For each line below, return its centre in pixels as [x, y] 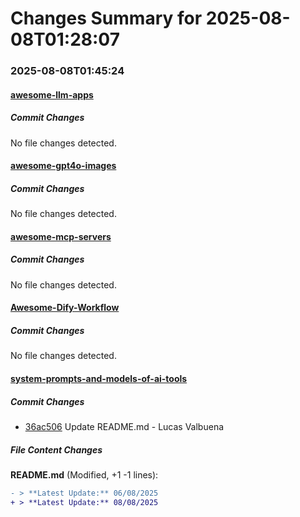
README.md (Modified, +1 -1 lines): [84, 474]
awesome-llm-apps [52, 94]
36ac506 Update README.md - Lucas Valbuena [124, 426]
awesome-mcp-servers [61, 236]
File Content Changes [56, 449]
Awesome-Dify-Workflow [65, 308]
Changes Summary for [106, 18]
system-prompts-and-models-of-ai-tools [99, 378]
